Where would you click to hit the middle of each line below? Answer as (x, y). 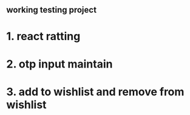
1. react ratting (43, 36)
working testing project (52, 10)
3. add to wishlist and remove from (95, 92)
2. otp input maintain (59, 64)
